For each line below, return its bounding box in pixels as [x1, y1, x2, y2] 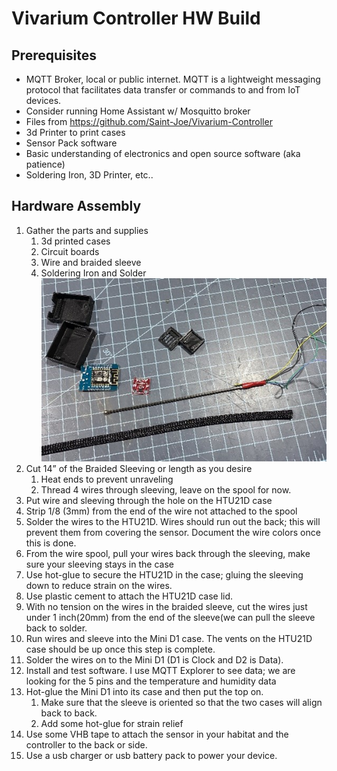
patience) [25, 158, 66, 170]
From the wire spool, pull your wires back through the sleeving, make [25, 548, 311, 560]
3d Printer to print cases [25, 127, 126, 138]
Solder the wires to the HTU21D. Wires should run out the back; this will [25, 516, 321, 528]
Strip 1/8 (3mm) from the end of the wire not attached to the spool [25, 505, 298, 517]
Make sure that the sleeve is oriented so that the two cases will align [40, 697, 323, 709]
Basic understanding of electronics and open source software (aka [25, 148, 301, 159]
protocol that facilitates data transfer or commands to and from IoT [25, 84, 301, 96]
